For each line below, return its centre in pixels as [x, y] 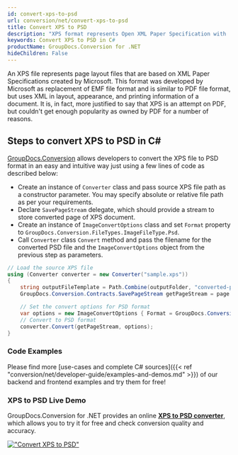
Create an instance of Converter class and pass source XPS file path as [121, 187]
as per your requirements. [55, 202]
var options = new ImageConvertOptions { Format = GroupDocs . [114, 313]
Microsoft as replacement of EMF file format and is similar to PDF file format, [119, 89]
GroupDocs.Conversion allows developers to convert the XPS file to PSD [113, 158]
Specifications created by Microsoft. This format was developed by [105, 81]
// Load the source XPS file [50, 268]
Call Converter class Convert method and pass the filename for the [114, 240]
